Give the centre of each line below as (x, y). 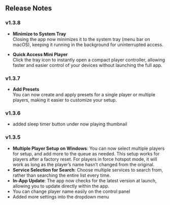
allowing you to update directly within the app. (61, 186)
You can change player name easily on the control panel (71, 191)
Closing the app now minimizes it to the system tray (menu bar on (81, 39)
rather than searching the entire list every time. (61, 175)
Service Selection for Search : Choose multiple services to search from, (88, 170)
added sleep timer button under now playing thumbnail (70, 124)
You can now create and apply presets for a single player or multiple (84, 94)
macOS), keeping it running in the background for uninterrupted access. (88, 45)
